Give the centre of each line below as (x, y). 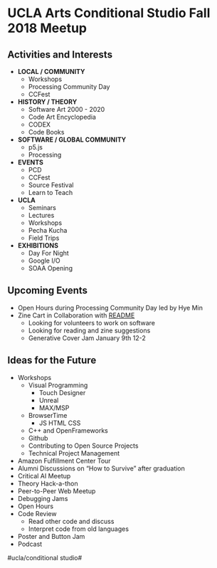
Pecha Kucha (48, 230)
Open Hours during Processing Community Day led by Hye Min (110, 307)
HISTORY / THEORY (47, 102)
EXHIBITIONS (38, 246)
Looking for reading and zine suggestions (89, 330)
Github (38, 438)
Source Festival (51, 185)
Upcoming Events (47, 291)
